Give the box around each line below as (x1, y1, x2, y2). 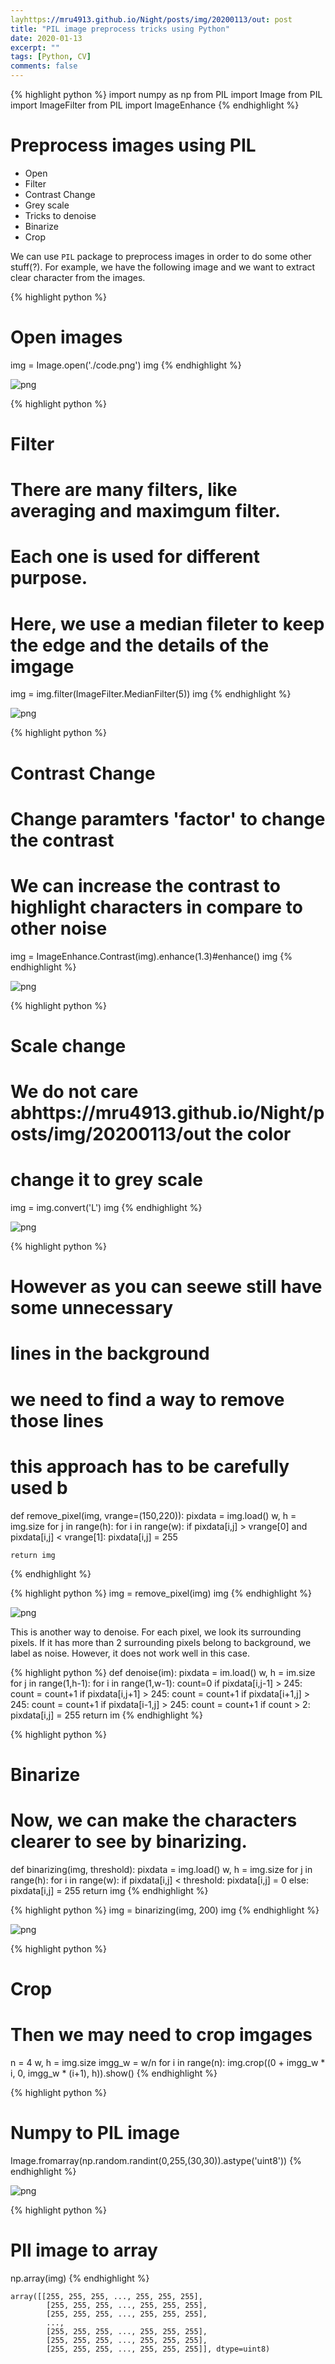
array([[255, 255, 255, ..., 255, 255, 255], (10, 2291, 203, 2301)
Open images (10, 326, 123, 349)
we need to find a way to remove (10, 1388, 285, 1411)
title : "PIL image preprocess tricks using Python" (10, 24, 230, 34)
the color (214, 1123, 292, 1146)
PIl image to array (10, 2239, 158, 2261)
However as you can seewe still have (10, 1276, 323, 1298)
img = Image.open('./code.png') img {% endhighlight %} (10, 359, 242, 371)
